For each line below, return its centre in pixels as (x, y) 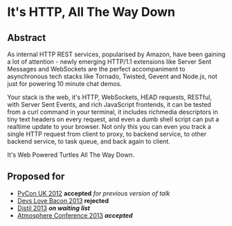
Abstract (27, 38)
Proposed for (36, 176)
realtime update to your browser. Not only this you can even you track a (109, 127)
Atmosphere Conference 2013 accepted (75, 215)
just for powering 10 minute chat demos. (65, 84)
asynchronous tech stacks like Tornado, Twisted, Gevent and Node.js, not (113, 76)
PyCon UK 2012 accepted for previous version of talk (93, 193)
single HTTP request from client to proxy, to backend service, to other (107, 134)
